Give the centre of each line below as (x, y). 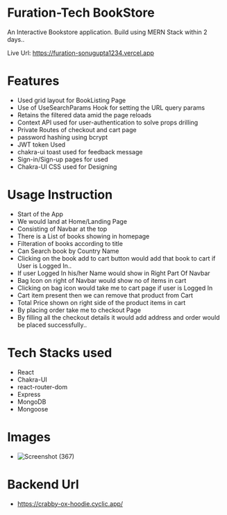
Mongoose (33, 409)
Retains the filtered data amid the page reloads (84, 115)
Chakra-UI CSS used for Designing (67, 166)
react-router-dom (42, 386)
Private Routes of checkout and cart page (77, 129)
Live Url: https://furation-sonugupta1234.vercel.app (81, 53)
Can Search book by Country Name (68, 251)
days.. (16, 39)
